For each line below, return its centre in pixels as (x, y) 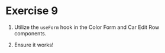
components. (30, 33)
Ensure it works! (34, 45)
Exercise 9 (32, 11)
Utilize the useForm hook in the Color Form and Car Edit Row (87, 27)
